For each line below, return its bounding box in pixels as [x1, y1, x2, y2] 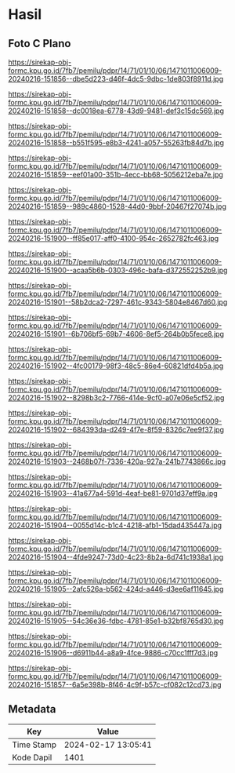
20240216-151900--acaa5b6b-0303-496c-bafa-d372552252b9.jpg [8, 265, 228, 275]
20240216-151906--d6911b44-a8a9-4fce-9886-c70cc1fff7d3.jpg [8, 648, 219, 657]
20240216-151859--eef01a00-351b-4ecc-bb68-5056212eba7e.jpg [8, 170, 223, 179]
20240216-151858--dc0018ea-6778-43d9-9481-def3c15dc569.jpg [8, 106, 225, 115]
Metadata [8, 702, 56, 716]
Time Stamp [12, 739, 57, 750]
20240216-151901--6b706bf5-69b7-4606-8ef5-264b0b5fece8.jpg [8, 330, 225, 338]
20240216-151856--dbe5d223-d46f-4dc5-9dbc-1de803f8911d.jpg [8, 75, 224, 83]
